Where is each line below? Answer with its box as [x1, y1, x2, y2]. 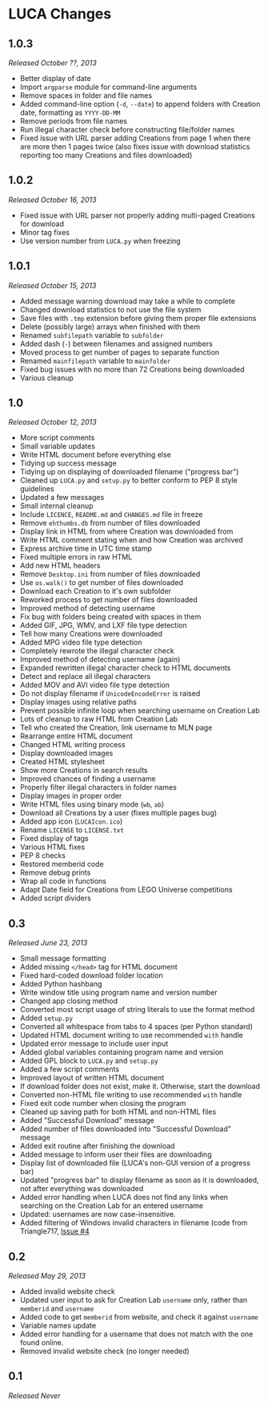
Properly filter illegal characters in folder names [19, 783, 178, 792]
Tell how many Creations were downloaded [19, 629, 162, 639]
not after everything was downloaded [19, 1184, 144, 1194]
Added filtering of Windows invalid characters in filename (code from [19, 1218, 248, 1228]
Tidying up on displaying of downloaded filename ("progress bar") [19, 467, 239, 477]
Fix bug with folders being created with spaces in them [19, 612, 202, 622]
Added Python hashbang [19, 979, 102, 989]
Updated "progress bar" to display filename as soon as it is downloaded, [19, 1175, 259, 1185]
